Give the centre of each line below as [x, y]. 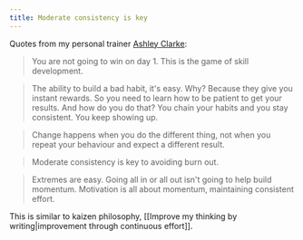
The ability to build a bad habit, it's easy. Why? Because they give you [162, 88]
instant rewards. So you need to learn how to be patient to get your [157, 98]
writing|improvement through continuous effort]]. [101, 226]
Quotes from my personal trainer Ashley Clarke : [98, 43]
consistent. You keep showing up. [95, 117]
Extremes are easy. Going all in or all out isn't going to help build [151, 179]
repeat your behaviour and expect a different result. [128, 144]
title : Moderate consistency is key [78, 18]
